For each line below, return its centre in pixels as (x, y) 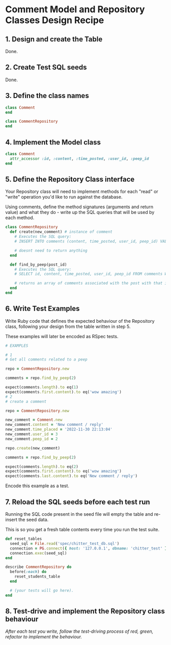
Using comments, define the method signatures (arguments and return (79, 207)
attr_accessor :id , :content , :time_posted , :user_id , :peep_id (79, 159)
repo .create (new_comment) (33, 448)
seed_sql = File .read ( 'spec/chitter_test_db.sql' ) (65, 543)
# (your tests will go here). (42, 590)
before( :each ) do (28, 572)
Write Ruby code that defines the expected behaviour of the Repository (80, 321)
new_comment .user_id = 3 (32, 434)
